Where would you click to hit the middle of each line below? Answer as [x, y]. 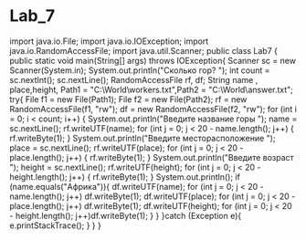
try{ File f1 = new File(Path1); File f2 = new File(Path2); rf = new [128, 99]
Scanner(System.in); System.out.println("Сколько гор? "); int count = [140, 70]
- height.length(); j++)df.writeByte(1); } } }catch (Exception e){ [126, 215]
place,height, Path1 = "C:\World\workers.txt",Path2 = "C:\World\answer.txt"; [152, 89]
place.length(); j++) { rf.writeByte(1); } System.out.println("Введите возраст [152, 157]
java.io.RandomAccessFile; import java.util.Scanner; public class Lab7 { [144, 50]
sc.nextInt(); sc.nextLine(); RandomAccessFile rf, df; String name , [134, 79]
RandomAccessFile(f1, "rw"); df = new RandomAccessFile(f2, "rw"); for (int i [153, 109]
